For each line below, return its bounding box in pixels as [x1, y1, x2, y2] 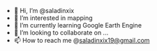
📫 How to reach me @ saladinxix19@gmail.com [13, 37, 150, 44]
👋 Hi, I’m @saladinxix [13, 7, 75, 14]
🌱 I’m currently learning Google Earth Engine [13, 21, 142, 29]
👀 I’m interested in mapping [13, 14, 93, 22]
